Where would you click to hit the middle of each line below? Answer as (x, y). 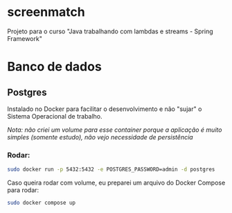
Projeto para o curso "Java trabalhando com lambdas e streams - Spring (110, 31)
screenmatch (46, 12)
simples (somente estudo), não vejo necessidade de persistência (100, 137)
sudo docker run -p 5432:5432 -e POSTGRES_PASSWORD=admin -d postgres (111, 170)
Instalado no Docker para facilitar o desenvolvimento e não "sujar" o (105, 109)
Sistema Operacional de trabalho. (55, 116)
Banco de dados (54, 67)
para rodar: (23, 190)
